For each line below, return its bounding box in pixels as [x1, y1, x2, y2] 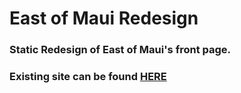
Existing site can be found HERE [9, 70, 167, 84]
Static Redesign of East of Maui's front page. [9, 43, 232, 57]
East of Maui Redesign [9, 7, 199, 30]
